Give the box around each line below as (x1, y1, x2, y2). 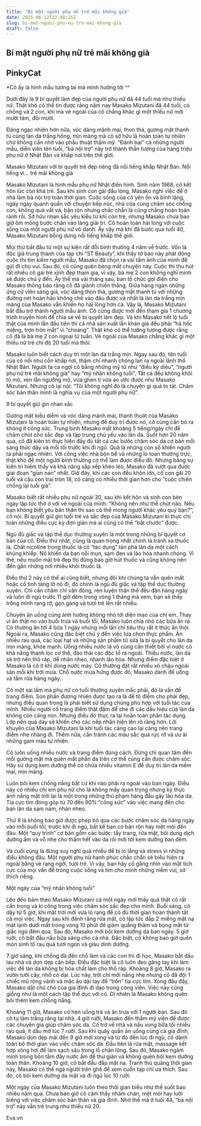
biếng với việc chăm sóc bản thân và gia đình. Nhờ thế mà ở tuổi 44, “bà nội (6, 1097, 193, 1104)
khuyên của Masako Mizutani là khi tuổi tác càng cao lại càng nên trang (6, 725, 183, 732)
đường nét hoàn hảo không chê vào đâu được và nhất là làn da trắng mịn (6, 295, 185, 302)
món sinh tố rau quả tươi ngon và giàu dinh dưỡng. (6, 941, 130, 948)
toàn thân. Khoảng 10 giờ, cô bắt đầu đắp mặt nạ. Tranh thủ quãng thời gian (6, 1060, 193, 1067)
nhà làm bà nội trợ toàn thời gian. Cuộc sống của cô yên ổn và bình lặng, (6, 194, 185, 201)
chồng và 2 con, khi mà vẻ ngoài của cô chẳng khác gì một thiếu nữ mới (6, 108, 184, 116)
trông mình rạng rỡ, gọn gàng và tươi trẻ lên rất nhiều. (6, 600, 139, 607)
